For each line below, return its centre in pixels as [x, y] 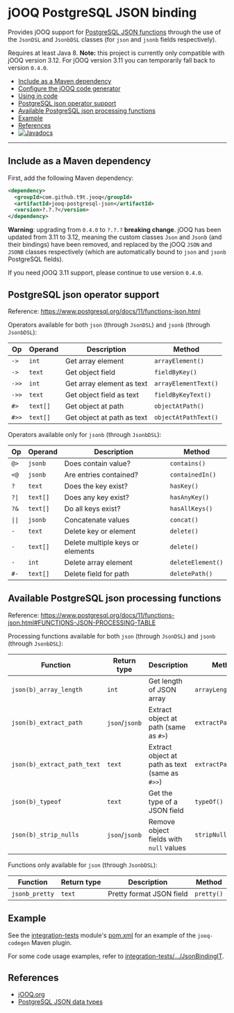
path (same [167, 727]
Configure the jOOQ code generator [69, 88]
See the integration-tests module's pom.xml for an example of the [102, 935]
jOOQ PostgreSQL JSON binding [102, 13]
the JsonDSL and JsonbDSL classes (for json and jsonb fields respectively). [112, 39]
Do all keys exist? [92, 509]
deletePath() [191, 574]
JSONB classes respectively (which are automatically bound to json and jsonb [117, 252]
